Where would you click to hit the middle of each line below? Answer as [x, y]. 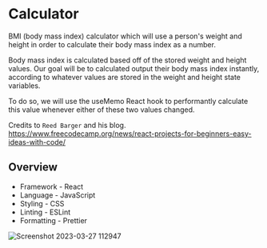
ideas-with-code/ [37, 142]
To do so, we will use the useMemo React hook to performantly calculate [128, 101]
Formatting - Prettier [54, 220]
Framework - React [52, 186]
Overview [33, 168]
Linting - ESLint [45, 212]
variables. [24, 86]
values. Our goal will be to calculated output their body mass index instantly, [134, 68]
